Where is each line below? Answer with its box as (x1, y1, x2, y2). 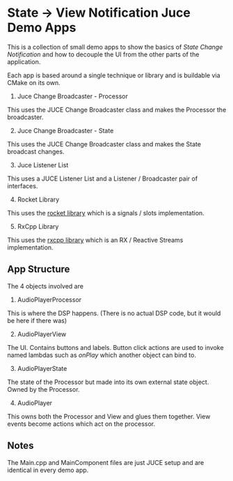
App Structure (7, 264, 70, 275)
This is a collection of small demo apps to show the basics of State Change (7, 43, 223, 51)
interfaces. (7, 181, 38, 190)
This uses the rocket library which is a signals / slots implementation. (7, 208, 205, 217)
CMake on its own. (7, 78, 61, 86)
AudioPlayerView (17, 330, 67, 338)
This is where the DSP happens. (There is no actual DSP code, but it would (7, 309, 221, 317)
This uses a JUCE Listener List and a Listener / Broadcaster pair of (7, 174, 198, 183)
